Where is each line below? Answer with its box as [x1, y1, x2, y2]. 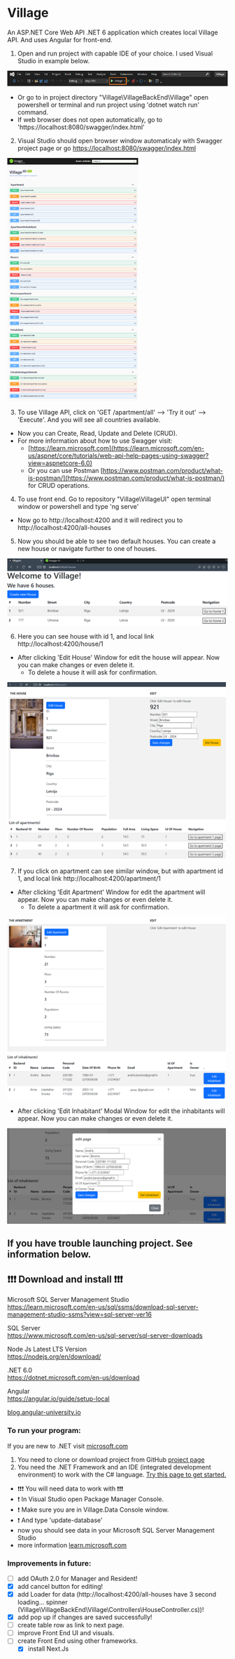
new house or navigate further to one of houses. [17, 545, 157, 553]
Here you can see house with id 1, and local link [17, 632, 155, 640]
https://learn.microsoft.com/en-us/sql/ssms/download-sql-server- [7, 1303, 199, 1312]
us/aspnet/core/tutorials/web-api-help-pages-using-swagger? [27, 451, 209, 460]
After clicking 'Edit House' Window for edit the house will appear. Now [17, 653, 220, 661]
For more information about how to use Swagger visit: [17, 437, 173, 445]
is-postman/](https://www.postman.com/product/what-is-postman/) [27, 474, 225, 482]
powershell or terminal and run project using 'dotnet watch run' [17, 100, 200, 109]
